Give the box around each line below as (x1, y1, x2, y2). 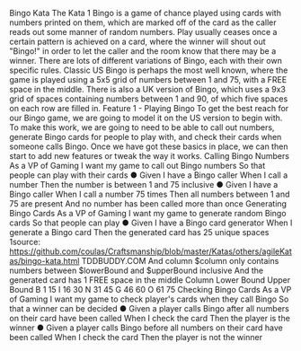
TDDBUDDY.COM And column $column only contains (81, 256, 279, 266)
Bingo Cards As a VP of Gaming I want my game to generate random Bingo (9, 208, 287, 218)
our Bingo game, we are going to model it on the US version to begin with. (9, 112, 283, 123)
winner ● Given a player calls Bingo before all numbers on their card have (9, 322, 283, 333)
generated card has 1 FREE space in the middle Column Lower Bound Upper (9, 275, 291, 285)
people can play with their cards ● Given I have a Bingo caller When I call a (9, 170, 288, 180)
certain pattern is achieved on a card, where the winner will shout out (9, 36, 267, 47)
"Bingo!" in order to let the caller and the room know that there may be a (9, 46, 277, 57)
